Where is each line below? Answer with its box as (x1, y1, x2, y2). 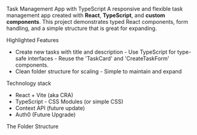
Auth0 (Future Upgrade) (15, 111, 76, 118)
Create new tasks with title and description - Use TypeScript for (15, 48, 176, 56)
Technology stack (6, 79, 51, 87)
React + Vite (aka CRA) (15, 92, 73, 98)
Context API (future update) (15, 104, 86, 112)
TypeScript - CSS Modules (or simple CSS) (15, 98, 124, 105)
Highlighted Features (6, 37, 59, 43)
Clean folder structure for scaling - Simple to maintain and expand (15, 68, 182, 75)
